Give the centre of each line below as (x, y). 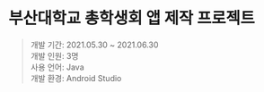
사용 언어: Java (57, 67)
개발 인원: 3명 (54, 55)
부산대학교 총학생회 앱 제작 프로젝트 (132, 18)
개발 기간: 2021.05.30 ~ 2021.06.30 (94, 45)
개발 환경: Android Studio (76, 78)
